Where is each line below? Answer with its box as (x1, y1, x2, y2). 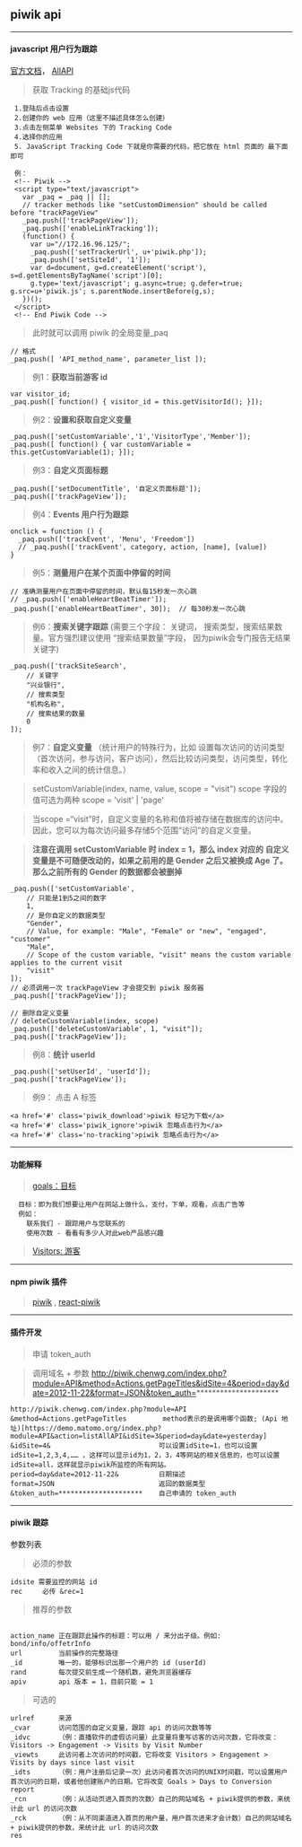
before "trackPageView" (10, 208, 99, 218)
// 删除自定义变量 (10, 1009, 70, 1018)
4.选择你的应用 (13, 133, 63, 142)
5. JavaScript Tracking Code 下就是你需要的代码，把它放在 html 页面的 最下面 (13, 143, 289, 152)
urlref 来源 (10, 1713, 73, 1722)
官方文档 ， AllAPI (10, 66, 74, 76)
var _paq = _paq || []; (22, 193, 111, 202)
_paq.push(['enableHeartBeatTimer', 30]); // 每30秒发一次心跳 (10, 605, 246, 614)
